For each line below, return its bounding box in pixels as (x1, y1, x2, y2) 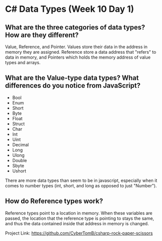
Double (12, 157, 27, 163)
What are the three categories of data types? (5, 23, 145, 32)
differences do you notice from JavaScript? (5, 81, 141, 90)
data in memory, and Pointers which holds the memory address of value (5, 54, 151, 60)
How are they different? (5, 31, 79, 39)
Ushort (12, 168, 27, 173)
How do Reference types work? (5, 197, 103, 206)
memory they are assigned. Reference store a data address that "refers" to (5, 49, 156, 55)
